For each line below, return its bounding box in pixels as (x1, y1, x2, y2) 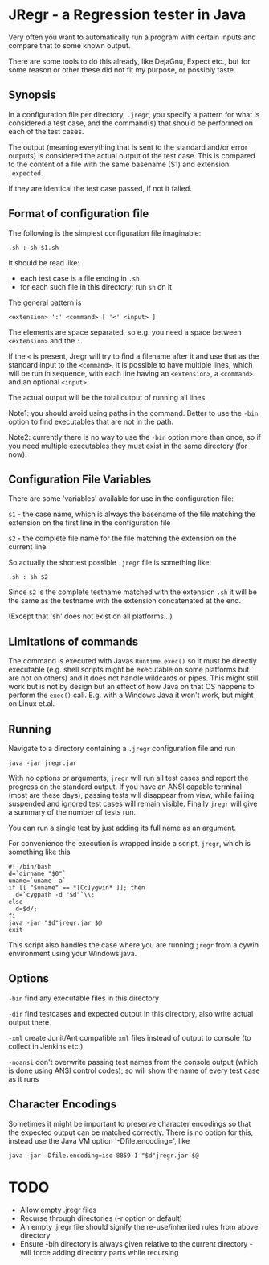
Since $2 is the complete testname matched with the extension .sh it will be (8, 587, 257, 597)
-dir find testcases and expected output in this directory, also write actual (8, 1008, 254, 1018)
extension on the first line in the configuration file (8, 518, 171, 528)
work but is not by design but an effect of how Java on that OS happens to (8, 682, 255, 692)
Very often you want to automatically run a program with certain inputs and (8, 32, 257, 42)
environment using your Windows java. (8, 949, 137, 958)
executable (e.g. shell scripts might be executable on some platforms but (8, 665, 250, 675)
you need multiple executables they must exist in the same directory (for (8, 441, 247, 450)
